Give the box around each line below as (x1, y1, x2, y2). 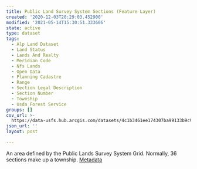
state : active (6, 25, 41, 31)
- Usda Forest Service (11, 101, 67, 107)
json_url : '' (6, 123, 38, 129)
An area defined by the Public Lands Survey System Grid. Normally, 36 (6, 150, 177, 157)
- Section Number (11, 90, 54, 96)
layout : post (6, 129, 38, 135)
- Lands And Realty (11, 52, 59, 58)
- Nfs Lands (11, 63, 41, 69)
